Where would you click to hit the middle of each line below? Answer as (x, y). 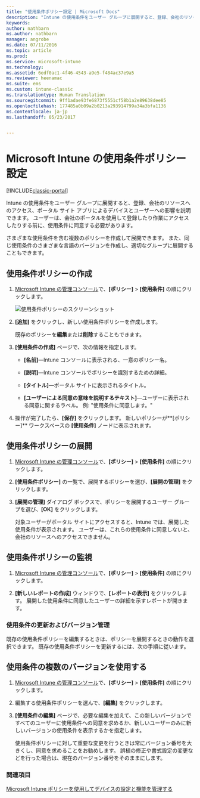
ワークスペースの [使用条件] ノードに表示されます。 (92, 425)
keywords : (18, 23)
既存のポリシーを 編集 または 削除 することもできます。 (79, 334)
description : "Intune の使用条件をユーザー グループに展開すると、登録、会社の (95, 17)
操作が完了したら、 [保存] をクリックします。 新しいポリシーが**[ (94, 418)
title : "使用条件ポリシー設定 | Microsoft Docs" (63, 12)
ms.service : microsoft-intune (44, 61)
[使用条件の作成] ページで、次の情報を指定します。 (77, 347)
